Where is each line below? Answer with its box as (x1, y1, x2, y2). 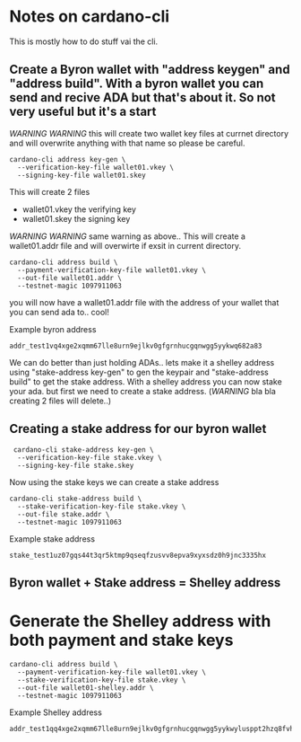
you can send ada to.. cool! (9, 306, 110, 317)
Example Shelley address (9, 707, 103, 718)
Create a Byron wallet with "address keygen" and (9, 62, 290, 77)
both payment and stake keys (9, 631, 234, 650)
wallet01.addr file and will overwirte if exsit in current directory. (9, 240, 242, 251)
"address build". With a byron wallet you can (9, 76, 264, 92)
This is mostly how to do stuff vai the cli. (9, 36, 159, 47)
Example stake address (9, 533, 96, 544)
